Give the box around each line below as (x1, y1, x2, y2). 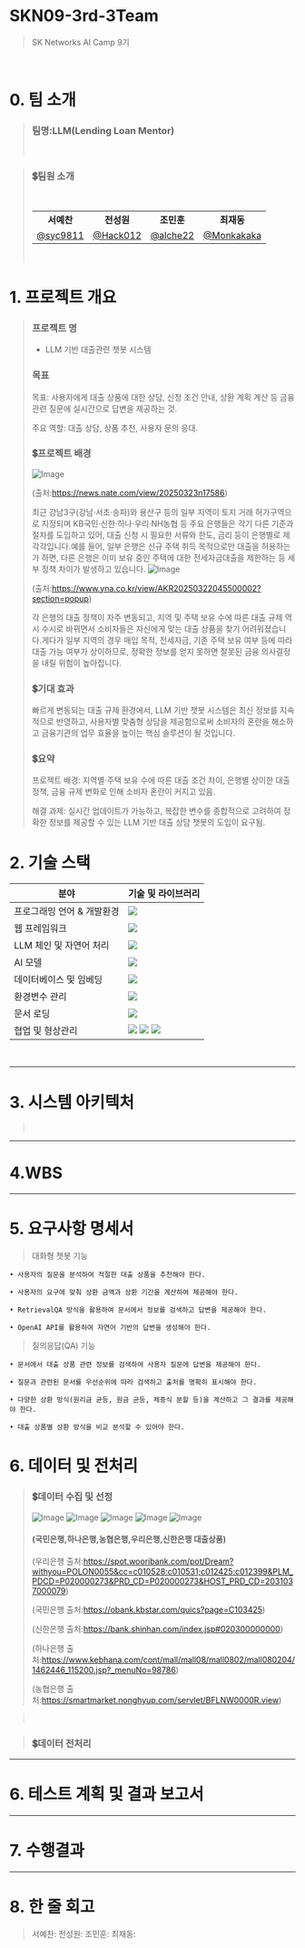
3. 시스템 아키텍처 (9, 1091, 134, 1112)
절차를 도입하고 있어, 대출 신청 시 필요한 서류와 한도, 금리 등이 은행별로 (31, 529, 281, 540)
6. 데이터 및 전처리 (9, 1456, 139, 1476)
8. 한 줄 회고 (9, 1897, 95, 1917)
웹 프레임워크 (14, 922, 67, 935)
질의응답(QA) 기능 (31, 1340, 96, 1352)
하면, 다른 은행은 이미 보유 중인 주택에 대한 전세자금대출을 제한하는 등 (41, 552, 286, 563)
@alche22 (150, 228, 195, 241)
